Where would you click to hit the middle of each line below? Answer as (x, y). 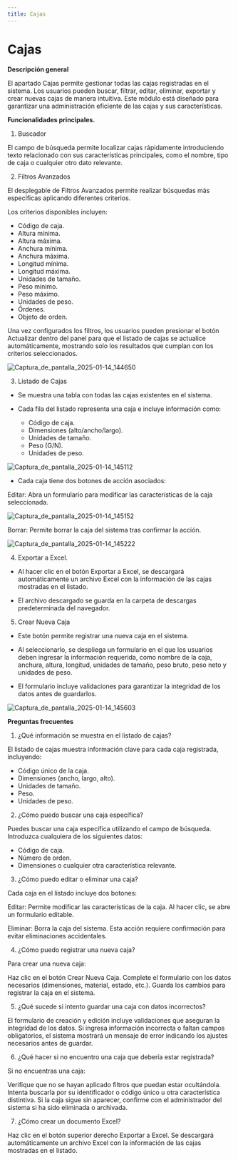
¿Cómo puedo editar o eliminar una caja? (78, 879)
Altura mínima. (39, 233)
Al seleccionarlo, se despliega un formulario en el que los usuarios (115, 649)
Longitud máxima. (44, 271)
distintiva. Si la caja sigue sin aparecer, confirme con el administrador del (115, 1100)
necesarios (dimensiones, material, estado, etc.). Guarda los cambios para (117, 985)
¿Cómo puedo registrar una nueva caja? (76, 950)
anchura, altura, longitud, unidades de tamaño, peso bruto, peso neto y (122, 665)
